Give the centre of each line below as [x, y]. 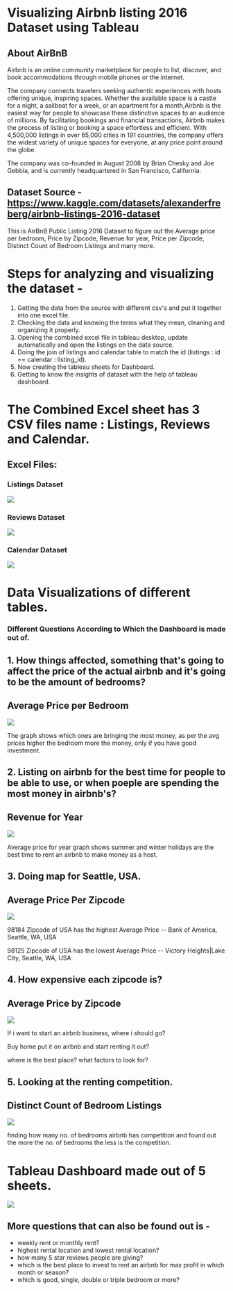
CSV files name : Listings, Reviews [109, 424]
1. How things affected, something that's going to [116, 660]
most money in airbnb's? [62, 793]
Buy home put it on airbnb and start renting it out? [78, 1046]
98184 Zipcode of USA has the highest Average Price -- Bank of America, [112, 930]
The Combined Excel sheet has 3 [103, 410]
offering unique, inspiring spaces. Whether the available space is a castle [112, 98]
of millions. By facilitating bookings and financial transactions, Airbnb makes [116, 120]
